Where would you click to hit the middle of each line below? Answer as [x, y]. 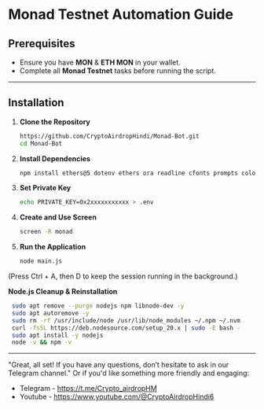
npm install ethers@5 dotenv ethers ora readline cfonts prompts [128, 173]
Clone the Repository [55, 122]
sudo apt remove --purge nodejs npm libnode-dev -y [98, 306]
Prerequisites [42, 44]
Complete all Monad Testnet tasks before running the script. [117, 71]
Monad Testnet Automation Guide [121, 15]
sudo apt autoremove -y [50, 313]
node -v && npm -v [42, 343]
